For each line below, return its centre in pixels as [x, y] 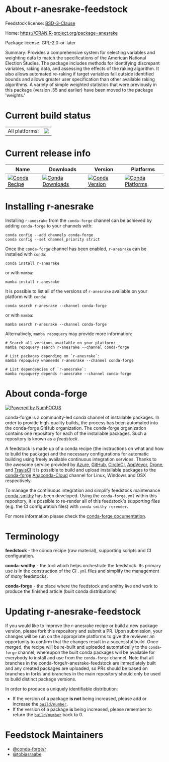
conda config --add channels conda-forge [49, 235]
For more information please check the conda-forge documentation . [76, 516]
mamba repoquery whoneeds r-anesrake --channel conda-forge [70, 360]
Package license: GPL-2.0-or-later [41, 43]
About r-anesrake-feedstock [67, 9]
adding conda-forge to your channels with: [49, 225]
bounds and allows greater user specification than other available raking [80, 79]
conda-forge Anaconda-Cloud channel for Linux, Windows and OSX [76, 475]
